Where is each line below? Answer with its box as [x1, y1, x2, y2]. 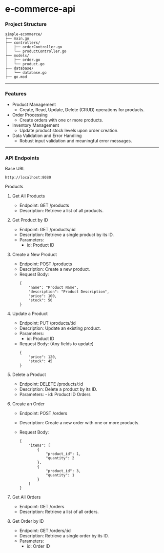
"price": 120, [28, 355, 57, 359]
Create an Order [12, 401, 45, 407]
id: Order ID [26, 543, 50, 549]
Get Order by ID [12, 518, 44, 524]
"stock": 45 [28, 359, 53, 364]
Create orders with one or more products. [19, 117, 103, 123]
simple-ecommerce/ [5, 32, 42, 37]
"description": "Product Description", [28, 289, 110, 295]
